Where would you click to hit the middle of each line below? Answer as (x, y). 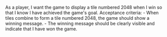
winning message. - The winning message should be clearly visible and (80, 23)
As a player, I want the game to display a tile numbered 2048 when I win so (84, 7)
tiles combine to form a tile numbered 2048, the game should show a (77, 18)
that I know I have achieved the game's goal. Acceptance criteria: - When (82, 13)
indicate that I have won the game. (41, 29)
